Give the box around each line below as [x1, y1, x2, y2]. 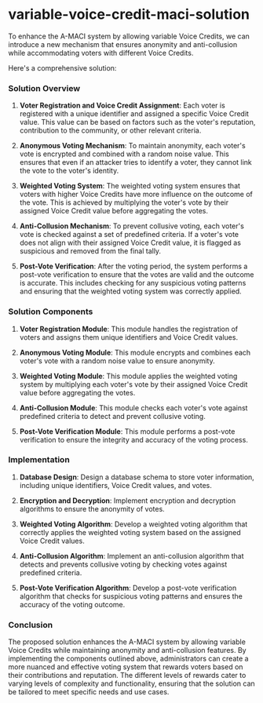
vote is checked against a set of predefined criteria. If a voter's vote [19, 230, 239, 239]
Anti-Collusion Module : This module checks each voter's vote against [19, 402, 248, 413]
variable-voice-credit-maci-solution [8, 5, 250, 24]
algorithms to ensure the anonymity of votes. [19, 504, 165, 513]
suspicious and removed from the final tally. [19, 246, 162, 256]
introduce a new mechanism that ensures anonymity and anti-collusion [8, 39, 238, 49]
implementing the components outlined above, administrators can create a [8, 654, 249, 664]
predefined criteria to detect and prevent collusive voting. [19, 411, 206, 421]
